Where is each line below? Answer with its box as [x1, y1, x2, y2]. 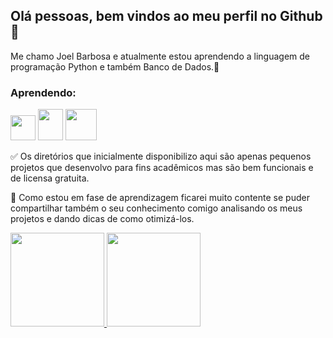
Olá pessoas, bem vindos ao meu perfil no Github [10, 8, 323, 25]
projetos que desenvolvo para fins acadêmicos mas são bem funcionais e [10, 162, 314, 174]
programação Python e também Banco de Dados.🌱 [10, 60, 220, 73]
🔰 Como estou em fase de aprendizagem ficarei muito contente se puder [10, 192, 310, 204]
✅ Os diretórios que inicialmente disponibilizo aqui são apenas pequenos [10, 150, 312, 163]
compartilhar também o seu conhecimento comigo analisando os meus [10, 202, 303, 214]
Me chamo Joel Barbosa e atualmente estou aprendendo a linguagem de [10, 50, 311, 62]
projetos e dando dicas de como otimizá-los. [10, 213, 195, 225]
